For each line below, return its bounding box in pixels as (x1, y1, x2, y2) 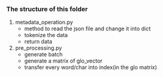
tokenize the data (24, 32, 68, 39)
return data (24, 38, 53, 45)
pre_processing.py (15, 44, 62, 52)
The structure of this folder (6, 5, 88, 13)
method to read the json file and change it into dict (24, 25, 151, 32)
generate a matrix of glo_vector (24, 57, 103, 65)
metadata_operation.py (15, 19, 74, 26)
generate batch (24, 51, 63, 58)
